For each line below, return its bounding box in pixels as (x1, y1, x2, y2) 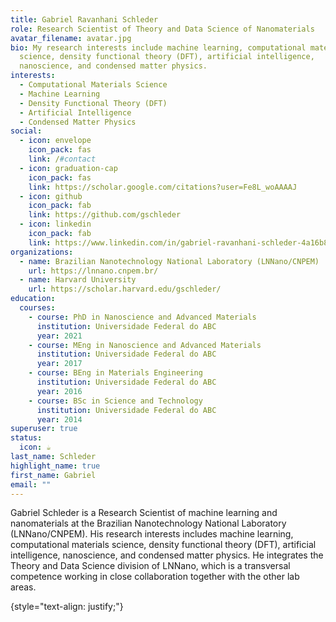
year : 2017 (36, 359, 83, 369)
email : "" (10, 479, 52, 490)
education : (10, 294, 56, 304)
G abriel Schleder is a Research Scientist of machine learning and (10, 507, 278, 519)
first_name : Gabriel (10, 470, 97, 480)
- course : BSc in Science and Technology (28, 396, 203, 406)
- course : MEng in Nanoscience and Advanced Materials (28, 340, 262, 350)
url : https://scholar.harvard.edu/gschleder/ (28, 284, 222, 295)
